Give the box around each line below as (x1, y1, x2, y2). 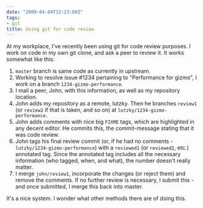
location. (15, 93, 38, 101)
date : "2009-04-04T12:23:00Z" (6, 9, 84, 15)
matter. (15, 163, 34, 171)
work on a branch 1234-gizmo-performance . (15, 81, 124, 88)
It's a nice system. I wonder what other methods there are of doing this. (6, 195, 186, 202)
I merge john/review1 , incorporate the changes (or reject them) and (15, 170, 186, 178)
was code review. (15, 131, 60, 138)
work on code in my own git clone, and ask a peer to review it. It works (6, 49, 185, 57)
